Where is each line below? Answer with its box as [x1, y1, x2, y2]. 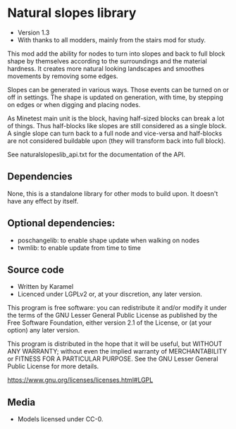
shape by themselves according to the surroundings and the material [7, 56, 208, 65]
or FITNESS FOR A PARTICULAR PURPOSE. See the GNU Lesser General [7, 354, 218, 363]
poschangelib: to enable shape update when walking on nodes [17, 236, 199, 244]
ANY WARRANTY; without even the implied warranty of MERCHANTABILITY [7, 347, 228, 356]
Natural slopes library [7, 5, 137, 21]
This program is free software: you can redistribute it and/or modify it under [7, 304, 227, 312]
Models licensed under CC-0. [17, 415, 104, 423]
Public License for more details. [7, 362, 99, 371]
